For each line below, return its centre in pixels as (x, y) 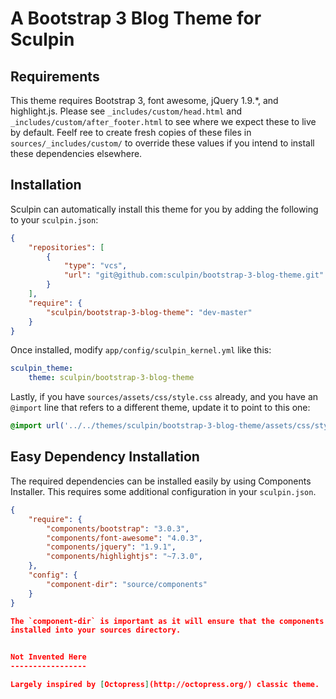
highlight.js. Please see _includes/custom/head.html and (126, 111)
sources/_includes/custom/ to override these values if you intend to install (162, 143)
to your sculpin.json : (54, 219)
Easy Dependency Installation (105, 457)
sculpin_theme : (42, 368)
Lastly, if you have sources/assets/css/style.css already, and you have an (164, 397)
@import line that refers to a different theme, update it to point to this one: (160, 408)
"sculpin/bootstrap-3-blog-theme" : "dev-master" (149, 312)
